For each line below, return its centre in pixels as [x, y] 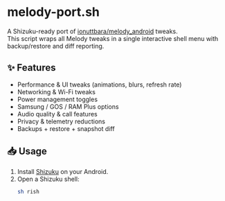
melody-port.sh [54, 12]
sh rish [28, 191]
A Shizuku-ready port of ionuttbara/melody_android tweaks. [92, 31]
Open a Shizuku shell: [48, 179]
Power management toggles [57, 99]
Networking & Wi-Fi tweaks [56, 91]
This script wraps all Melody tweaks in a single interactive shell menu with [113, 38]
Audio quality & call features [57, 114]
